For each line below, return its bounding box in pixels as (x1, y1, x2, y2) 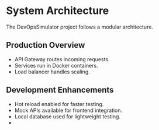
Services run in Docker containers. (14, 62, 98, 69)
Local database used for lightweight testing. (14, 113, 121, 120)
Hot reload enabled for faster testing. (14, 100, 104, 107)
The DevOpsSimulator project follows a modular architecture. (6, 23, 154, 30)
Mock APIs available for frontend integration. (14, 107, 123, 114)
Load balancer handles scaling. (14, 68, 90, 75)
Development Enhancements (6, 85, 114, 95)
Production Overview (6, 40, 85, 50)
